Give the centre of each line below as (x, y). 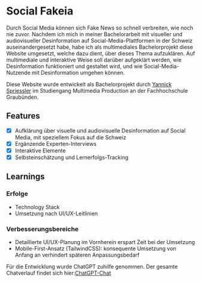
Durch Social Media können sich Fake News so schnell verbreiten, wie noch (100, 28)
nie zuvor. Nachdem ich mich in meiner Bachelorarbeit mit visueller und (94, 34)
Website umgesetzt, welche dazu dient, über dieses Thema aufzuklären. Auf (100, 53)
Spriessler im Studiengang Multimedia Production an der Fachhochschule (97, 90)
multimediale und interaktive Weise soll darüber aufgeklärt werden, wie (94, 60)
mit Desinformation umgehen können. (78, 72)
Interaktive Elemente (40, 150)
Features (23, 116)
